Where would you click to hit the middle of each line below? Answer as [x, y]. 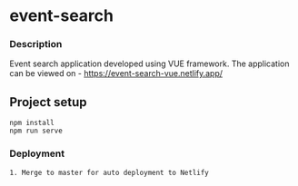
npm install [32, 123]
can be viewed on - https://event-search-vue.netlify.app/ [116, 73]
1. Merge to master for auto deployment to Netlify [109, 172]
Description [36, 44]
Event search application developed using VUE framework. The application [149, 64]
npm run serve [36, 131]
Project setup [49, 102]
